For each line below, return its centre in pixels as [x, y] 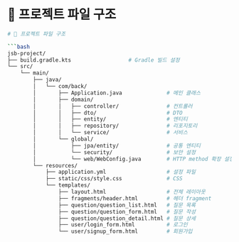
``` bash [19, 47]
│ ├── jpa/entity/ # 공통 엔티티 [117, 145]
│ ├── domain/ [63, 99]
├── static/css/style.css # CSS [114, 179]
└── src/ [20, 67]
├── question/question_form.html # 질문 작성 [127, 211]
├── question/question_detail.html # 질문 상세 [127, 218]
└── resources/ [55, 165]
